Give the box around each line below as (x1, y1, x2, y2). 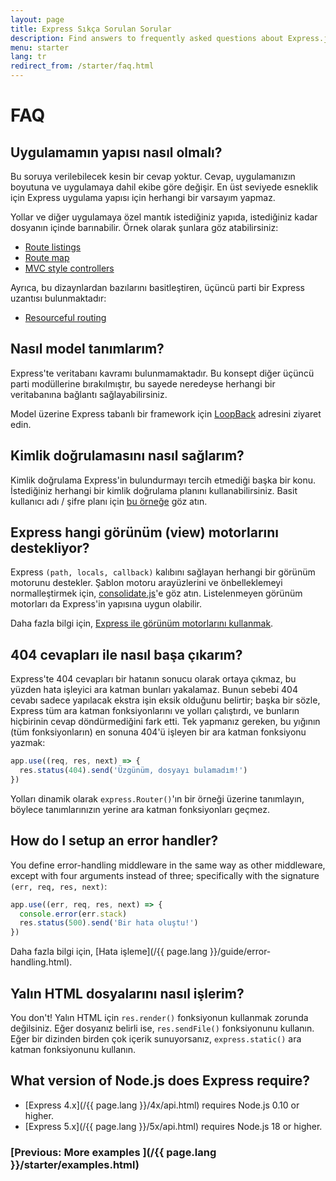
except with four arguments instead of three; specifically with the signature (10, 869, 320, 881)
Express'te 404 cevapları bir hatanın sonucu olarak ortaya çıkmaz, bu (10, 673, 297, 685)
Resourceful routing (24, 312, 107, 323)
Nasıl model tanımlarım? (10, 341, 165, 358)
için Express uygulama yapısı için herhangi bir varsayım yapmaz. (10, 192, 276, 203)
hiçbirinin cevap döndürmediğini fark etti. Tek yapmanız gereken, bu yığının (10, 716, 321, 728)
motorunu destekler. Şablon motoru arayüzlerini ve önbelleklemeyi (10, 577, 283, 589)
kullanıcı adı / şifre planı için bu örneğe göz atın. (10, 495, 208, 507)
